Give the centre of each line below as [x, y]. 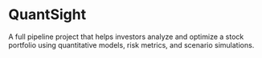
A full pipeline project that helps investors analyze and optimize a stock [126, 37]
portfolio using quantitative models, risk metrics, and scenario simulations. [131, 44]
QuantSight [47, 15]
